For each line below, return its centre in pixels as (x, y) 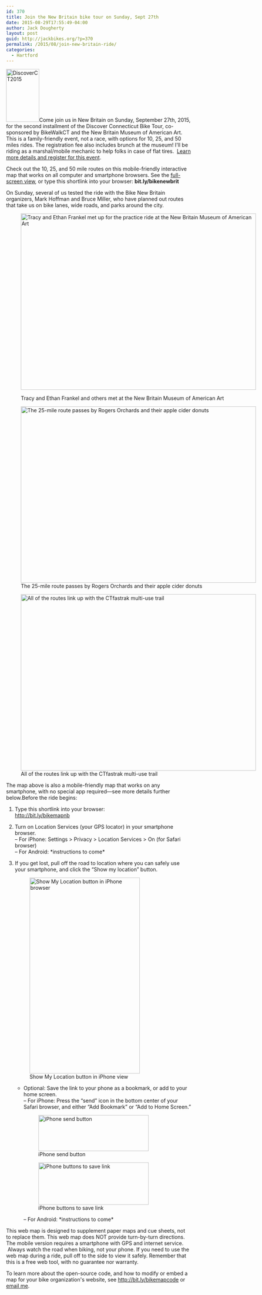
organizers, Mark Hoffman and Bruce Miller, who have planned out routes (95, 199)
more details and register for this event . (54, 157)
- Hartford (25, 55)
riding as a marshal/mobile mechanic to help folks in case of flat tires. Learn (98, 151)
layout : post (22, 34)
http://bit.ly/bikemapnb (42, 815)
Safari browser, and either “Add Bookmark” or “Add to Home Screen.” (107, 1107)
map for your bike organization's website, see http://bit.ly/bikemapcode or (96, 1279)
